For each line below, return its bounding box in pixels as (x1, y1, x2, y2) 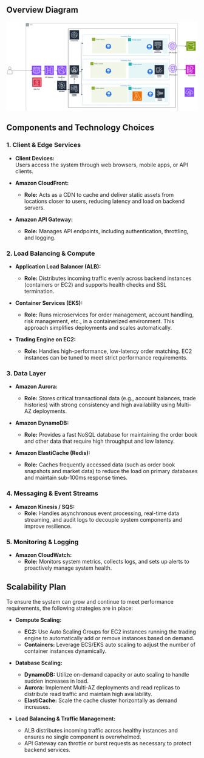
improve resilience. (24, 522, 72, 530)
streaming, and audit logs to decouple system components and (24, 516, 182, 523)
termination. (24, 288, 55, 295)
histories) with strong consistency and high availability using (24, 401, 175, 409)
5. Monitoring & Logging (6, 538, 79, 546)
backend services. (24, 746, 71, 753)
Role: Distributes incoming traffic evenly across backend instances (24, 275, 192, 282)
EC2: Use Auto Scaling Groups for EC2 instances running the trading (24, 628, 196, 635)
